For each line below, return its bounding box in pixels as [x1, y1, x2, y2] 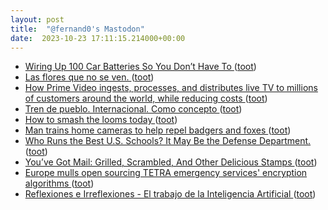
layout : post [10, 14, 65, 25]
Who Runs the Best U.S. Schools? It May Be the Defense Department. [24, 135, 312, 147]
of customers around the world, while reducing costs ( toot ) [24, 92, 268, 105]
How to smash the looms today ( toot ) [24, 114, 178, 126]
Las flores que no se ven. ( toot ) [24, 71, 155, 83]
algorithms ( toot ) [24, 177, 95, 190]
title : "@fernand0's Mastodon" [10, 24, 145, 34]
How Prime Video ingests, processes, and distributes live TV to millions [24, 82, 318, 94]
